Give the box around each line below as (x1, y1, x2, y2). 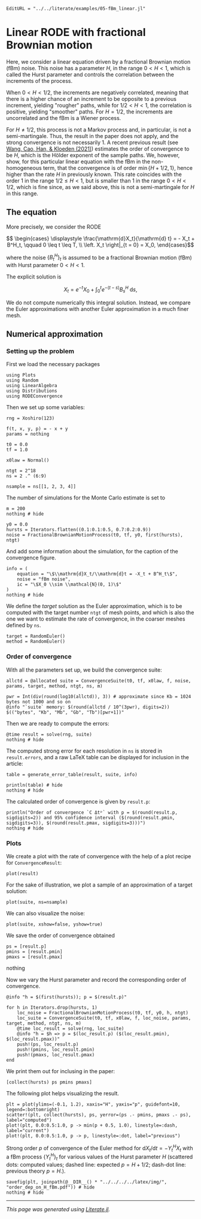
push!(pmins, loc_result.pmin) (17, 1046, 95, 1053)
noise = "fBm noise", (17, 576, 71, 582)
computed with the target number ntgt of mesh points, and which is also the (6, 609, 194, 616)
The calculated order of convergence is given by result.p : (6, 798, 151, 805)
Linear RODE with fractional (6, 26, 146, 39)
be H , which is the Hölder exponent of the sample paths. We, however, (6, 151, 180, 158)
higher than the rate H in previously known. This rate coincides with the (6, 170, 182, 178)
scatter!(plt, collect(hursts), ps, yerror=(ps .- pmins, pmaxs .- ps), (6, 1112, 191, 1118)
